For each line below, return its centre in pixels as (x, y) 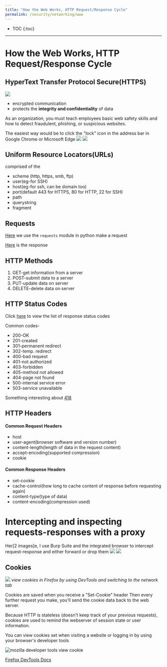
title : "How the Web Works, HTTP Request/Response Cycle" (66, 10)
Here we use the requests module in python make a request (66, 235)
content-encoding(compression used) (51, 502)
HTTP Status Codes (36, 304)
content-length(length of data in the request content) (66, 447)
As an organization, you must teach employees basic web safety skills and (81, 118)
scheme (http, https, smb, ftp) (43, 176)
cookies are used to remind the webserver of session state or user (73, 620)
